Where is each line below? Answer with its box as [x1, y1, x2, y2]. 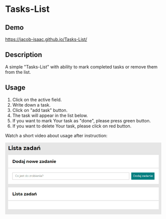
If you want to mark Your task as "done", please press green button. [12, 117, 151, 123]
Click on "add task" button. [12, 107, 68, 113]
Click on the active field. [12, 97, 62, 103]
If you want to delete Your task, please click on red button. [12, 123, 132, 129]
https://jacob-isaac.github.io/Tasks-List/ [5, 36, 88, 42]
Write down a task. [12, 102, 51, 108]
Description [5, 51, 42, 59]
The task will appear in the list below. [12, 112, 88, 118]
